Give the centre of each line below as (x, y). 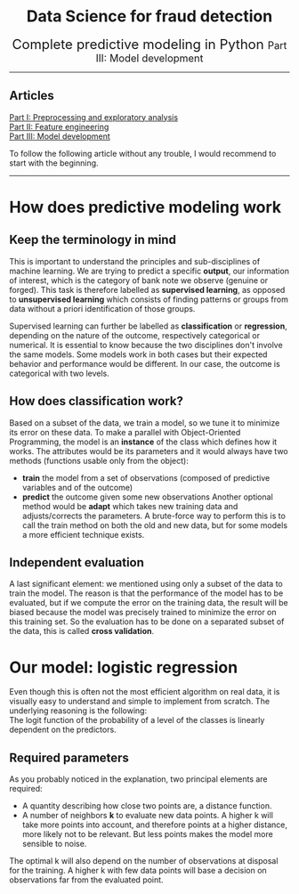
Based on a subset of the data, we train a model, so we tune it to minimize (145, 423)
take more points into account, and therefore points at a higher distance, (154, 825)
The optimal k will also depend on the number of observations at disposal (144, 861)
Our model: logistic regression (124, 667)
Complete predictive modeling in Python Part (149, 44)
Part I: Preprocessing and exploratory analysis (94, 117)
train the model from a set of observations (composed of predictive (146, 477)
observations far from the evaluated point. (86, 880)
